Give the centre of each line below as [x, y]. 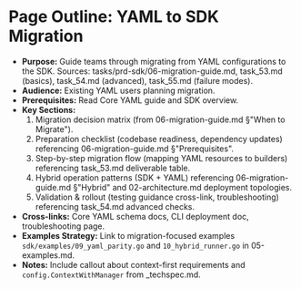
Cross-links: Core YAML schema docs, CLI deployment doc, [135, 216]
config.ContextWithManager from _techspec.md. [111, 274]
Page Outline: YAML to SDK [114, 17]
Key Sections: [49, 109]
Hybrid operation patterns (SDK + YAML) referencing [134, 177]
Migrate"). [54, 129]
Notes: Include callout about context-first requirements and [133, 264]
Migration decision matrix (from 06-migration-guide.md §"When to [160, 119]
